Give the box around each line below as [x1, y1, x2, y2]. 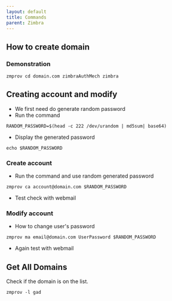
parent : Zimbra [6, 20, 44, 26]
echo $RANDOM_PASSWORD [6, 145, 63, 151]
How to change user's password [14, 223, 95, 230]
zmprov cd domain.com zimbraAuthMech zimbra [6, 73, 119, 79]
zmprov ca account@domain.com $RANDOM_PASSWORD [6, 184, 127, 190]
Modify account [6, 209, 54, 218]
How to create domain [6, 42, 90, 52]
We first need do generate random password [14, 105, 125, 112]
